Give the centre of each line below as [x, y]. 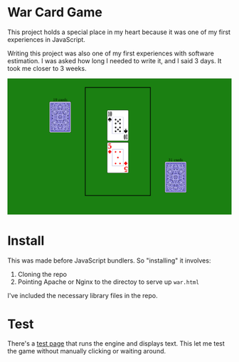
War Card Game [55, 12]
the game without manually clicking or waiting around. [87, 351]
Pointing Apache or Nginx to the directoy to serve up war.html [108, 282]
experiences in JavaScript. [46, 39]
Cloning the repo [42, 274]
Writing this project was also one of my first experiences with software [111, 53]
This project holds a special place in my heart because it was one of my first [119, 32]
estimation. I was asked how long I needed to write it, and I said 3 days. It [115, 60]
